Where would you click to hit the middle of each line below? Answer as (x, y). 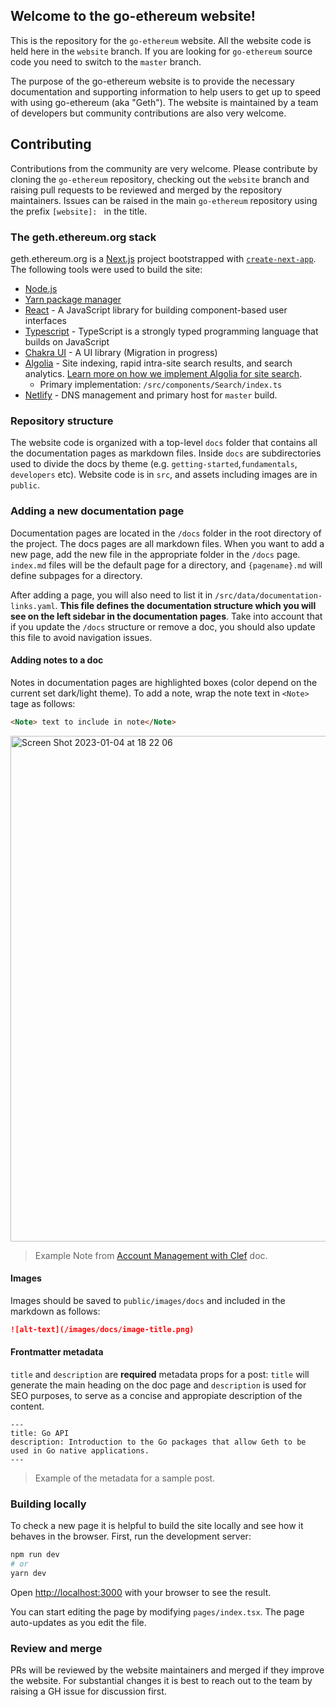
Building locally (48, 1504)
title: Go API (40, 1433)
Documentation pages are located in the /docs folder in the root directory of (166, 533)
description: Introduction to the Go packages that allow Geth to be (158, 1442)
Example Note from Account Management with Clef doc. (151, 1255)
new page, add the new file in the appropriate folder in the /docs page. (155, 554)
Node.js (41, 288)
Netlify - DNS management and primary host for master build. (151, 395)
